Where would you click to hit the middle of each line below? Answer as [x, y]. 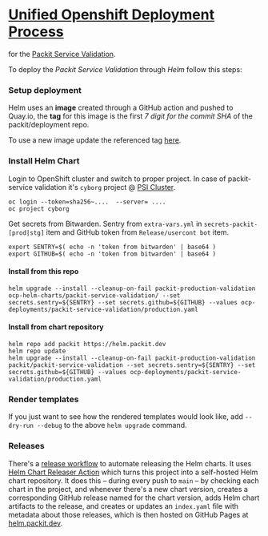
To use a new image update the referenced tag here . [95, 140]
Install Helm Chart [44, 161]
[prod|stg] [26, 233]
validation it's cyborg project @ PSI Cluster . [105, 187]
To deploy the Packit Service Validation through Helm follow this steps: [125, 69]
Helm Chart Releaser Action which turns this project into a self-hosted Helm [133, 472]
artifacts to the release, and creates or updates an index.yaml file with [123, 506]
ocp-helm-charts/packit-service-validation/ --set [94, 295]
